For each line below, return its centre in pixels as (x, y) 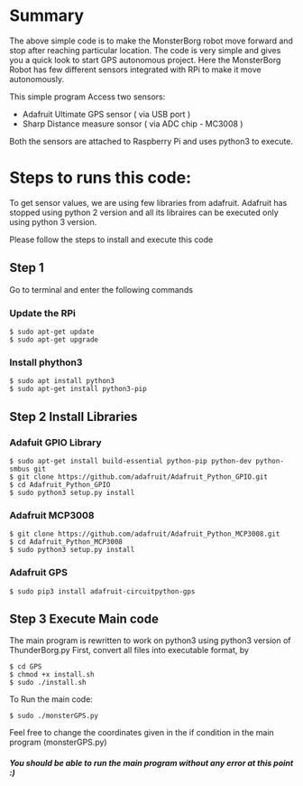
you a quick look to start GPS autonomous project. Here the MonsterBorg (145, 60)
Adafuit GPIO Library (55, 442)
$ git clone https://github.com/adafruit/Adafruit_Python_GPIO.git (139, 477)
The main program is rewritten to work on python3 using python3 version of (150, 641)
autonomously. (37, 79)
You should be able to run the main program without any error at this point (151, 763)
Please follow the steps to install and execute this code (111, 239)
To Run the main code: (51, 699)
